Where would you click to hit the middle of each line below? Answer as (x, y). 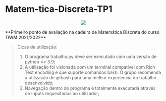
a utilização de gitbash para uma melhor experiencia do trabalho (90, 77)
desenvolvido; (39, 83)
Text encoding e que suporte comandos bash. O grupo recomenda (93, 72)
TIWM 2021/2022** (26, 37)
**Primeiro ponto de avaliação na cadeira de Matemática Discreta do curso (82, 32)
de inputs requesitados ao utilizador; (62, 93)
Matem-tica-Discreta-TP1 (59, 9)
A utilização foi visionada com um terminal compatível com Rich (90, 67)
